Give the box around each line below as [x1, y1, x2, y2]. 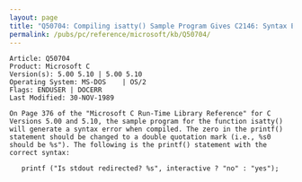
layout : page [9, 13, 58, 22]
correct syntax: [9, 149, 70, 158]
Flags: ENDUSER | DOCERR [9, 86, 102, 95]
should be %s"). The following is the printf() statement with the [9, 141, 268, 150]
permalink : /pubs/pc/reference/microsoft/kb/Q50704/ [9, 30, 211, 39]
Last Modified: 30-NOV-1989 [9, 93, 115, 103]
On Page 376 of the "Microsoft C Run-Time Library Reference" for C [9, 109, 271, 118]
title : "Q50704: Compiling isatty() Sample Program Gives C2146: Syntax [9, 22, 288, 30]
